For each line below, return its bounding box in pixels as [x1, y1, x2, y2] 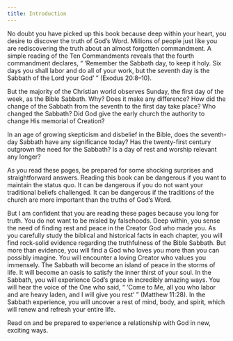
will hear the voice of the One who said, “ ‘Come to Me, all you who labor [7, 283, 216, 291]
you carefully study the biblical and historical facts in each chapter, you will [7, 231, 223, 239]
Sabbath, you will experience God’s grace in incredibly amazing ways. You [7, 276, 220, 284]
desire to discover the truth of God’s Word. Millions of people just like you [7, 36, 218, 45]
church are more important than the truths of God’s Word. [7, 196, 172, 204]
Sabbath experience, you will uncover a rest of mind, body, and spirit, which [7, 297, 225, 306]
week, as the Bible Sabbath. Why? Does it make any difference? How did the [7, 95, 226, 103]
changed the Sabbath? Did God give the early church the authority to [7, 109, 205, 118]
